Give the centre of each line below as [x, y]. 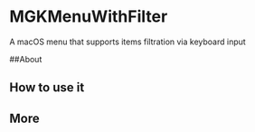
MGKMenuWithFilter [89, 17]
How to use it [47, 88]
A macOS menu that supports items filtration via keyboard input [127, 42]
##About [26, 59]
